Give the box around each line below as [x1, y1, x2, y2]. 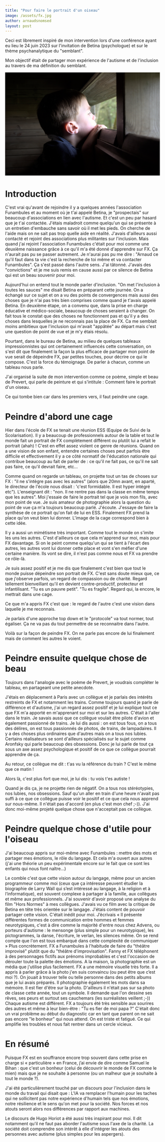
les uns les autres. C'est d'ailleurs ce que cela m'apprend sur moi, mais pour [5, 535, 160, 541]
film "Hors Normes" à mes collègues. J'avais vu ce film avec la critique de [5, 901, 155, 907]
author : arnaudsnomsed [5, 18, 52, 23]
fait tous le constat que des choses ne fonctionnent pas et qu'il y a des [5, 313, 149, 319]
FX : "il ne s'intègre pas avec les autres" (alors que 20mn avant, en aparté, [5, 479, 156, 485]
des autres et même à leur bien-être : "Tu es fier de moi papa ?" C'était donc [5, 1006, 160, 1011]
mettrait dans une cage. [5, 592, 54, 598]
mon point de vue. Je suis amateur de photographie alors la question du [5, 499, 151, 505]
